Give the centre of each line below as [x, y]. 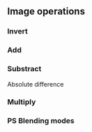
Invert [17, 31]
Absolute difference [36, 84]
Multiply [22, 102]
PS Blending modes [41, 121]
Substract [24, 69]
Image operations [46, 12]
